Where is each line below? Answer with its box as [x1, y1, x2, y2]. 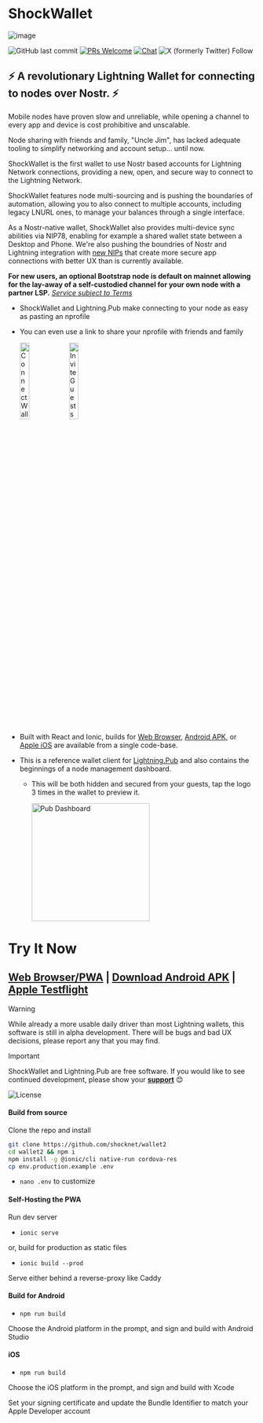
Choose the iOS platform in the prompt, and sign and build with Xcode [8, 1383, 235, 1392]
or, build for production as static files [8, 1242, 127, 1252]
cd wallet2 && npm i [8, 1148, 76, 1156]
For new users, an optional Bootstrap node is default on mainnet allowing [8, 271, 251, 281]
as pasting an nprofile [19, 311, 90, 321]
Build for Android [8, 1291, 65, 1300]
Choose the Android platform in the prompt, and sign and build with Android [8, 1323, 254, 1333]
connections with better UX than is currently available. [8, 256, 184, 266]
